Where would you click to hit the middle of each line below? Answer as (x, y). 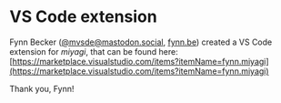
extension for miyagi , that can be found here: (94, 51)
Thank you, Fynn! (42, 88)
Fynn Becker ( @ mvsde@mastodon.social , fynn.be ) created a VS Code (141, 42)
